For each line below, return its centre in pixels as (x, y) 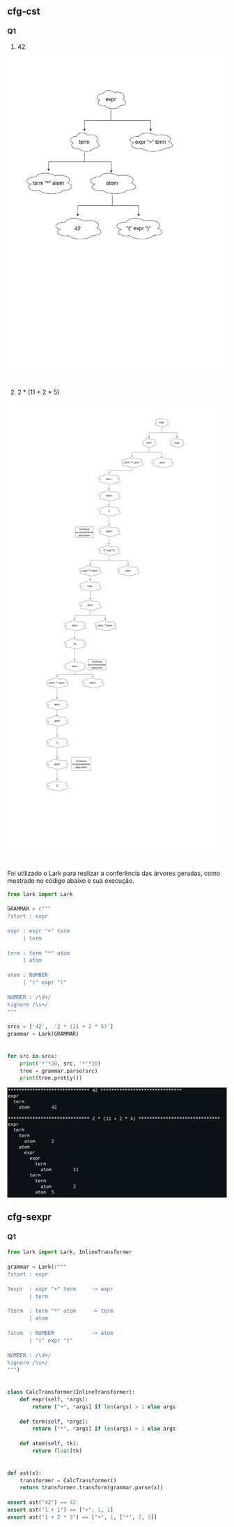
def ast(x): (24, 1473)
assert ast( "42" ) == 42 (42, 1503)
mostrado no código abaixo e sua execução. (71, 880)
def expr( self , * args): (54, 1399)
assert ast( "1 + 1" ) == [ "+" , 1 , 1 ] (60, 1510)
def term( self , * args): (54, 1422)
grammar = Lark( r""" (37, 1267)
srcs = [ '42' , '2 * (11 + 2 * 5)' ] (60, 1027)
